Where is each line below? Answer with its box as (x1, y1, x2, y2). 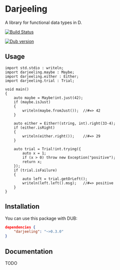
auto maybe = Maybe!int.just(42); (14, 95, 83, 100)
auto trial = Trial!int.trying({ (14, 146, 81, 152)
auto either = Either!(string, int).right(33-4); (14, 121, 116, 126)
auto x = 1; (22, 151, 47, 155)
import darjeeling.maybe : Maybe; (5, 70, 75, 75)
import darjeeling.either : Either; (5, 74, 79, 79)
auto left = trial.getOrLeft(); (22, 176, 88, 181)
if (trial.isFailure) (14, 168, 57, 173)
